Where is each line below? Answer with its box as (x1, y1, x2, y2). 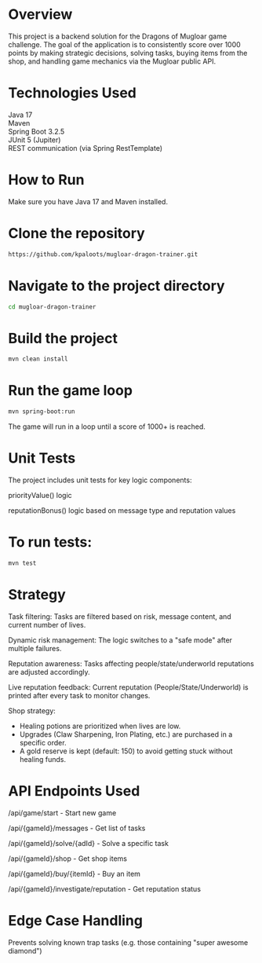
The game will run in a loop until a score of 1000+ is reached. (8, 422, 206, 431)
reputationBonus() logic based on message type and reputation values (8, 506, 236, 515)
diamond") (8, 946, 42, 955)
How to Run (8, 171, 85, 189)
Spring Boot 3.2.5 (8, 126, 65, 136)
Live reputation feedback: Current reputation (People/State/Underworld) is (8, 682, 249, 692)
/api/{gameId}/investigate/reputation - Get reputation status (8, 884, 202, 893)
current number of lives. (8, 620, 86, 629)
